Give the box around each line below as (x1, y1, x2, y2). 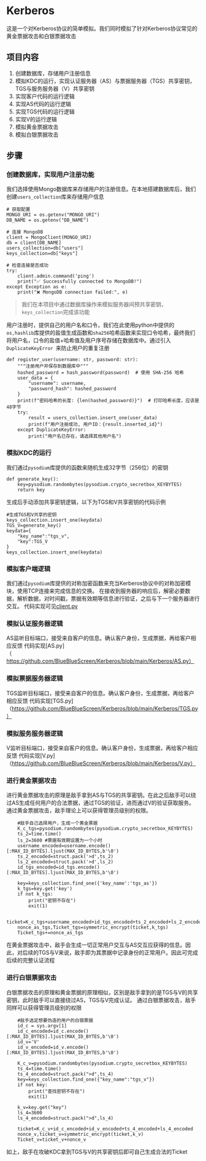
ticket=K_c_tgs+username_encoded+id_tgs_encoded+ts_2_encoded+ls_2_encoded (6, 919, 204, 926)
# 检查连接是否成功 (6, 262, 49, 268)
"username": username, (28, 381, 86, 387)
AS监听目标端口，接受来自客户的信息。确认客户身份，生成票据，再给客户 (6, 634, 191, 642)
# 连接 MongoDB (6, 229, 44, 235)
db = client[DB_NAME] (6, 240, 62, 246)
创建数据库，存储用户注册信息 (15, 69, 91, 77)
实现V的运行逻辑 (15, 115, 57, 123)
